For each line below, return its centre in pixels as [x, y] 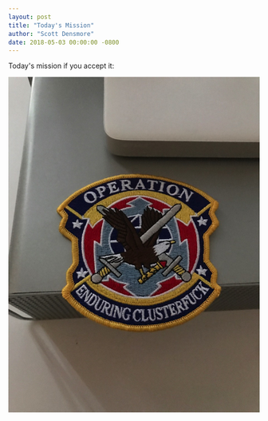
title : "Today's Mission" [51, 25]
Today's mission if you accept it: [61, 66]
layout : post [30, 17]
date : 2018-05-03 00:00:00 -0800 [64, 42]
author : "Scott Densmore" [51, 34]
